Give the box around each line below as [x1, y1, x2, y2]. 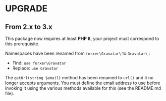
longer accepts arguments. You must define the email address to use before [5, 80, 161, 86]
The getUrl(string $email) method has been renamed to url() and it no [5, 75, 154, 80]
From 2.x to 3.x [5, 23, 53, 31]
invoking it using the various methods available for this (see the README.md [5, 85, 161, 91]
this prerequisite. [5, 41, 40, 47]
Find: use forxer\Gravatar [12, 60, 66, 66]
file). [5, 91, 15, 96]
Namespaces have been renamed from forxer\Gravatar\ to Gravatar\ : [5, 50, 150, 56]
